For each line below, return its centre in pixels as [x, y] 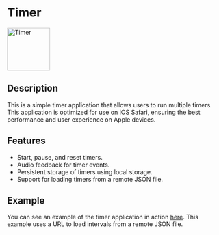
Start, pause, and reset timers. [60, 157]
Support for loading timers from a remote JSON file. [90, 179]
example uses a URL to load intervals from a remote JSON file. [95, 224]
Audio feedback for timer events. [63, 165]
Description [33, 88]
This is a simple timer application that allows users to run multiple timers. [109, 105]
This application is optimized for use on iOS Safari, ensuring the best [104, 112]
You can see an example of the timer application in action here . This [103, 217]
